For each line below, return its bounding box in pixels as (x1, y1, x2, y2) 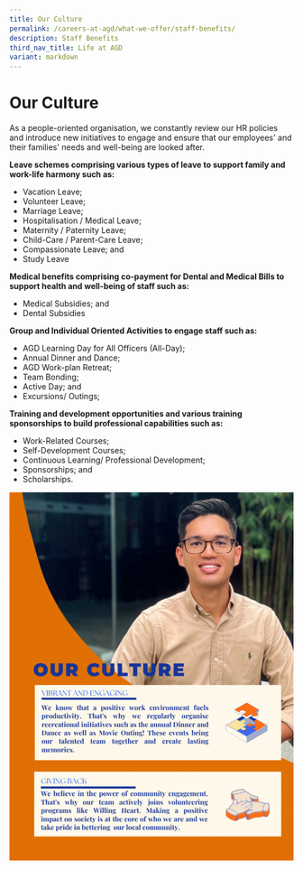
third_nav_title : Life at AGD (9, 43, 124, 52)
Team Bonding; (22, 371, 79, 383)
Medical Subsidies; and (22, 298, 110, 309)
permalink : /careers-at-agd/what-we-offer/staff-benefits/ (9, 23, 236, 33)
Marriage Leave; (22, 206, 84, 217)
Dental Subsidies (22, 308, 86, 319)
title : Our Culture (9, 14, 83, 23)
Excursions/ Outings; (22, 391, 101, 402)
